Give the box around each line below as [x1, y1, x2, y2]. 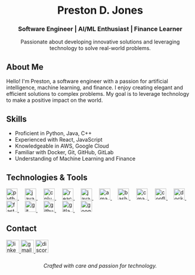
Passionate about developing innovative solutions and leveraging [20, 38, 180, 45]
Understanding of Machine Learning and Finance [14, 155, 136, 162]
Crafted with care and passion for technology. [44, 262, 157, 269]
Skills [6, 114, 27, 124]
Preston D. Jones [57, 4, 143, 17]
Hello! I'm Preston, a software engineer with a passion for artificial [6, 78, 168, 85]
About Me [6, 62, 44, 72]
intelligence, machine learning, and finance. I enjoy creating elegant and [6, 84, 184, 91]
